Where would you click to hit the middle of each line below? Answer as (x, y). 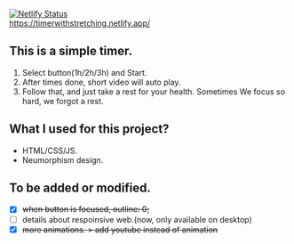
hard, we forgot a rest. (63, 101)
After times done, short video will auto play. (101, 82)
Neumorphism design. (63, 159)
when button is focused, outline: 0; (86, 209)
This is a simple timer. (71, 51)
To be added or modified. (80, 188)
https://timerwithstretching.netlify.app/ (80, 23)
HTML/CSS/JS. (50, 150)
